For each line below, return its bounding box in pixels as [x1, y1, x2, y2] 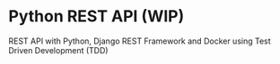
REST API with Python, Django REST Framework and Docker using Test [8, 36, 271, 46]
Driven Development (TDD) [8, 44, 109, 55]
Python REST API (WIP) [8, 6, 185, 27]
